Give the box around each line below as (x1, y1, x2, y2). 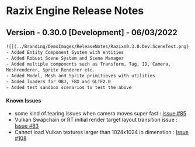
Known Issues (6, 97, 41, 104)
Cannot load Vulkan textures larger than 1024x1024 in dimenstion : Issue (14, 129, 189, 136)
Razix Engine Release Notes (6, 4, 144, 18)
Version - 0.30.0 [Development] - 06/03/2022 (6, 28, 177, 37)
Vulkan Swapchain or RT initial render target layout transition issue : (14, 116, 178, 124)
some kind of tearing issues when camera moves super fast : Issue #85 (14, 110, 187, 117)
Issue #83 (14, 122, 39, 129)
